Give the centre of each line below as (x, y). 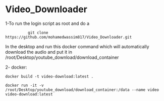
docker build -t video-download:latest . (49, 76)
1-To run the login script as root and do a (47, 23)
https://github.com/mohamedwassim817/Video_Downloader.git (69, 37)
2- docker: (16, 67)
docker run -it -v (24, 85)
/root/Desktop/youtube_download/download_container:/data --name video (82, 90)
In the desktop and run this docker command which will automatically (77, 46)
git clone (38, 32)
